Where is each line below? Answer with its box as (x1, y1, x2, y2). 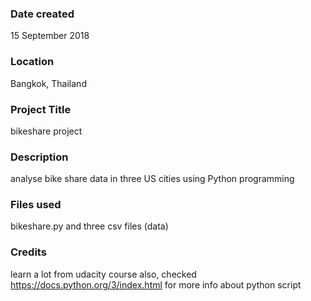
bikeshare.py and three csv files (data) (10, 220, 169, 232)
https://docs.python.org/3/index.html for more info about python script (10, 278, 302, 291)
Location (10, 55, 55, 69)
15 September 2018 (10, 30, 90, 42)
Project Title (10, 102, 72, 116)
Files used (10, 198, 62, 212)
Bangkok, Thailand (10, 77, 87, 89)
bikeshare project (10, 125, 83, 137)
